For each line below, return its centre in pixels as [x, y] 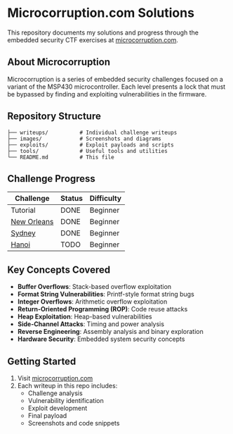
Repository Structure [54, 117]
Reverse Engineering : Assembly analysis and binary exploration [110, 332]
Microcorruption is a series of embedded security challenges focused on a [115, 79]
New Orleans [32, 222]
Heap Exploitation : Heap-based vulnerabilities [85, 317]
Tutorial [24, 211]
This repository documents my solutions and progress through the [103, 32]
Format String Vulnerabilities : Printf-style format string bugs [106, 294]
